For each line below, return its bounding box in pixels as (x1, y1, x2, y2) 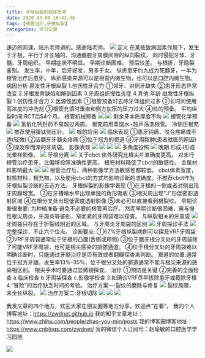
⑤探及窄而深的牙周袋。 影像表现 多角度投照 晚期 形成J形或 (6, 144, 195, 151)
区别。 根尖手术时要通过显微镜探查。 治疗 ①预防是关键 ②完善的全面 (17, 267, 194, 274)
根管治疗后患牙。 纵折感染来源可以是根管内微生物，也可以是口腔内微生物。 (6, 74, 196, 82)
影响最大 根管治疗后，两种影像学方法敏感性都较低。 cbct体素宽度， (11, 166, 197, 174)
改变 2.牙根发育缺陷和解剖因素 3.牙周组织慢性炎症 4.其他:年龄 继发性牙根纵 (6, 90, 195, 97)
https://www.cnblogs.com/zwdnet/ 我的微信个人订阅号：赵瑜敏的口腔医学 (6, 325, 192, 333)
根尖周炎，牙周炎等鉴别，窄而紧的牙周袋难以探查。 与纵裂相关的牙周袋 (11, 212, 190, 220)
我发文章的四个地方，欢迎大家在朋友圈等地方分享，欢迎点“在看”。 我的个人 (6, 302, 195, 310)
